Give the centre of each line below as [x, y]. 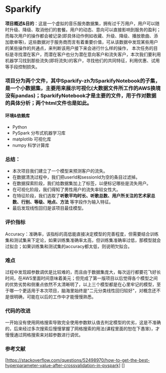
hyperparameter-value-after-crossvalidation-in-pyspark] [63, 365]
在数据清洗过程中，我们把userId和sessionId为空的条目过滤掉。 [76, 177]
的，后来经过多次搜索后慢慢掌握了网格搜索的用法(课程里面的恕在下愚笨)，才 [83, 329]
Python [20, 127]
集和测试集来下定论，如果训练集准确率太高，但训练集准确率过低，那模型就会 [83, 240]
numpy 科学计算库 [31, 145]
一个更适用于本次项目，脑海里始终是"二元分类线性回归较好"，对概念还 [85, 290]
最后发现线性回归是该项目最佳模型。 [49, 208]
